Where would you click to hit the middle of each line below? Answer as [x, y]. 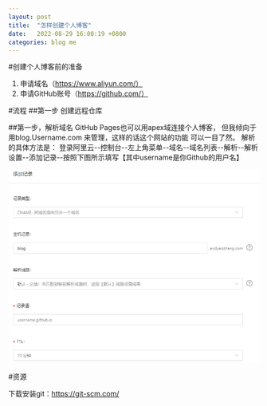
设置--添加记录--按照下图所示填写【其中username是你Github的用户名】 [126, 158]
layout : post [30, 17]
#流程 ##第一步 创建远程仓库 [55, 111]
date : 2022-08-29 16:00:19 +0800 [67, 34]
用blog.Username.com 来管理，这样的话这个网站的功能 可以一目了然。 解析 [132, 138]
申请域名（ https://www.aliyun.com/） [81, 84]
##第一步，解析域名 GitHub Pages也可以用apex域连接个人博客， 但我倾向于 [133, 128]
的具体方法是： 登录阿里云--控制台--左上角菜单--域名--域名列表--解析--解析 [133, 148]
